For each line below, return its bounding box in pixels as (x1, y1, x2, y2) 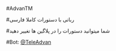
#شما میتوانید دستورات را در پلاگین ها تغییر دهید (6, 27, 110, 34)
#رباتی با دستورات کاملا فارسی (6, 16, 75, 23)
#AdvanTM (6, 5, 33, 12)
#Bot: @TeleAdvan (6, 39, 51, 45)
